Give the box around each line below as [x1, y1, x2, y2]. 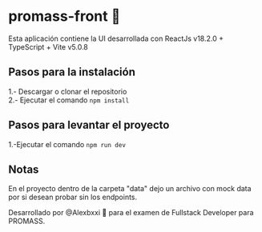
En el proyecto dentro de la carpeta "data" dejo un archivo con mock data [8, 184, 252, 194]
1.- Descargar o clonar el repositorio [8, 86, 127, 96]
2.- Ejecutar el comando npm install [8, 95, 130, 105]
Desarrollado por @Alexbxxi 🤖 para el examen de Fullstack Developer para [8, 208, 254, 218]
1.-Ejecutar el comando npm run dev [8, 139, 127, 149]
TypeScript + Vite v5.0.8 [8, 42, 88, 51]
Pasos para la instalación [8, 66, 136, 79]
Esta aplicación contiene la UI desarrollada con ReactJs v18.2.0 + [8, 34, 224, 43]
